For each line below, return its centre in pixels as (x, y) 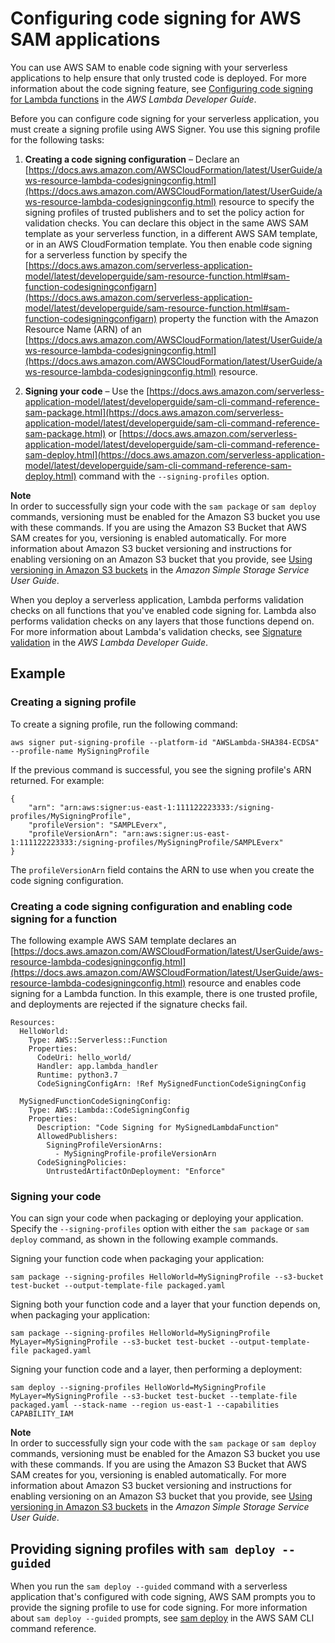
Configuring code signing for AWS (156, 18)
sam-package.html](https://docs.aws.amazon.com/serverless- (154, 412)
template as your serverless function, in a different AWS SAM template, (171, 233)
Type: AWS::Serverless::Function (98, 1040)
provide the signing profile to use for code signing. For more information (159, 1608)
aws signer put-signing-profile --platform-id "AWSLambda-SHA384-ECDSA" (165, 742)
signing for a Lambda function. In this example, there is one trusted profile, (164, 993)
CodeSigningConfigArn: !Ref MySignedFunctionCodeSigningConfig (171, 1083)
